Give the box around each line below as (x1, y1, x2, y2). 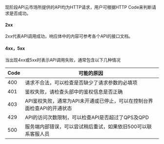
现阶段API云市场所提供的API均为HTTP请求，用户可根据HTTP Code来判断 (5, 4, 152, 10)
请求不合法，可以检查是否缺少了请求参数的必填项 (25, 80, 138, 86)
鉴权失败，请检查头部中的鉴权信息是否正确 (25, 88, 123, 95)
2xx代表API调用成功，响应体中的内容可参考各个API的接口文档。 (5, 33, 133, 39)
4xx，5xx (5, 45, 25, 51)
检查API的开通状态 (30, 105, 72, 112)
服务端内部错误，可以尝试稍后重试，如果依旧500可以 (25, 123, 147, 130)
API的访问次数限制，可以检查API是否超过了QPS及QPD (25, 114, 149, 121)
